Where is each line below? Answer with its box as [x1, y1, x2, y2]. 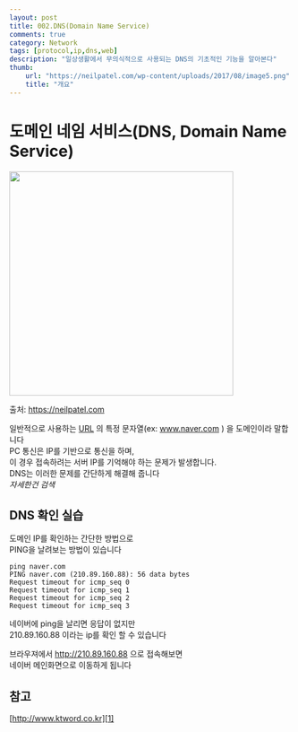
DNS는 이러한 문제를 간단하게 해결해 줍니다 [9, 467, 160, 478]
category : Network [9, 38, 78, 48]
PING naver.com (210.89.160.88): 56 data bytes [9, 571, 191, 579]
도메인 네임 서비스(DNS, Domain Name [9, 121, 287, 142]
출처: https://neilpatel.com [9, 404, 105, 414]
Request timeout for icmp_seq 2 [9, 594, 130, 603]
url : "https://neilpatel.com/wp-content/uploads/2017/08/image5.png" [25, 72, 291, 81]
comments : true [9, 30, 66, 39]
